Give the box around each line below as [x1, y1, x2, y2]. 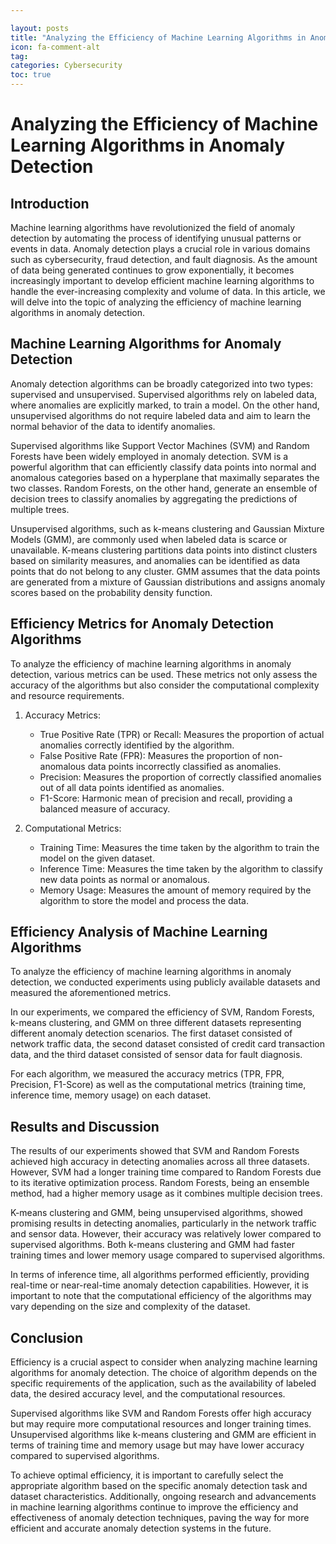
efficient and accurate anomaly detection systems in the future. [10, 1522, 272, 1535]
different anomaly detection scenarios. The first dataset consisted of [10, 1027, 293, 1040]
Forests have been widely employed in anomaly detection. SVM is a [10, 450, 289, 462]
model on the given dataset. [39, 852, 155, 864]
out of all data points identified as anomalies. [39, 781, 225, 793]
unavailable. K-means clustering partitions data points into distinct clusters [10, 544, 318, 556]
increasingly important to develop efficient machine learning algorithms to [10, 275, 315, 286]
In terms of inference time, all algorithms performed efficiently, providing [10, 1269, 310, 1281]
